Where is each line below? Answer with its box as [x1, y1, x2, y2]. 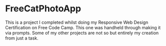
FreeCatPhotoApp [5, 3, 81, 14]
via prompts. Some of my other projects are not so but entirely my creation [5, 30, 159, 36]
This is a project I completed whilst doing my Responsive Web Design [5, 19, 148, 25]
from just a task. [5, 35, 38, 41]
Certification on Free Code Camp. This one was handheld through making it [5, 24, 161, 30]
